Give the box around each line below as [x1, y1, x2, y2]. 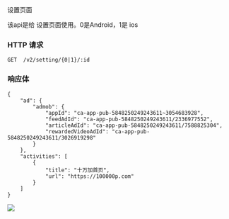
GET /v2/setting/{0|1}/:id [7, 57, 90, 64]
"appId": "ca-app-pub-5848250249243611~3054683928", [45, 109, 204, 116]
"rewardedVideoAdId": [45, 128, 110, 135]
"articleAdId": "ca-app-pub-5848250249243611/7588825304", [45, 122, 223, 129]
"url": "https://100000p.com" [45, 172, 134, 180]
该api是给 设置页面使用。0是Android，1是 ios [7, 21, 139, 29]
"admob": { [33, 103, 65, 111]
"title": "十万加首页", [45, 167, 110, 174]
